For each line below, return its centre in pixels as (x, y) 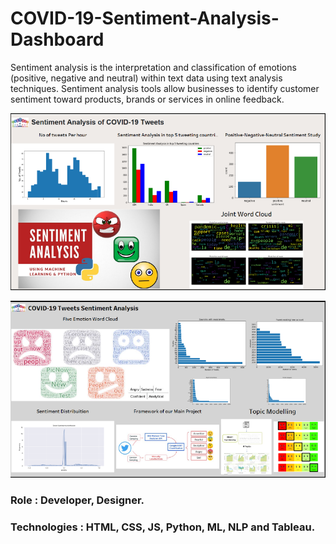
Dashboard (57, 39)
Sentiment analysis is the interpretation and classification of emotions (153, 67)
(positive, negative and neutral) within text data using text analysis (146, 78)
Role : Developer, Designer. (77, 500)
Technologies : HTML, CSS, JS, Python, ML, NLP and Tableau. (163, 527)
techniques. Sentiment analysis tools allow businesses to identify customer (165, 88)
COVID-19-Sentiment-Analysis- (145, 18)
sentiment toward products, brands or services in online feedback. (147, 99)
